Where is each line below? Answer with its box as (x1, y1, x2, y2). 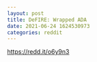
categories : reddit (7, 29, 63, 36)
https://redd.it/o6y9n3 (7, 48, 70, 56)
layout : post (7, 10, 44, 17)
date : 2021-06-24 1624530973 (7, 22, 90, 29)
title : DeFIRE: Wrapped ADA (7, 16, 87, 23)
